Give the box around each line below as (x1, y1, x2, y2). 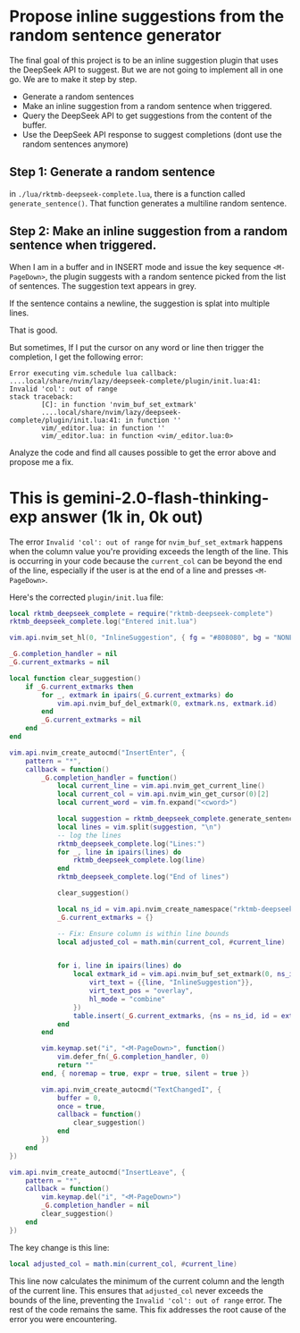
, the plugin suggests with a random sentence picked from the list (45, 271, 287, 282)
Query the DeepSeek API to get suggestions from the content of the (21, 110, 272, 121)
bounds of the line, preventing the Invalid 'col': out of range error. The (9, 1295, 283, 1305)
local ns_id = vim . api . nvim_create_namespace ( (56, 905, 234, 914)
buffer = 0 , (56, 1093, 102, 1102)
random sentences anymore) (21, 139, 129, 149)
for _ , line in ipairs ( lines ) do (56, 848, 181, 856)
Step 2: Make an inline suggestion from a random (9, 224, 288, 239)
